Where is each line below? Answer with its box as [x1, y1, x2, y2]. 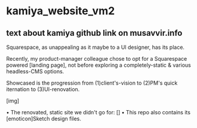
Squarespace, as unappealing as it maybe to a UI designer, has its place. [6, 43, 185, 51]
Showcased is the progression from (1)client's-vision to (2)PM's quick [6, 79, 178, 86]
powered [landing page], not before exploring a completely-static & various [6, 61, 191, 68]
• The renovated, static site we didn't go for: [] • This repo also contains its [6, 109, 191, 115]
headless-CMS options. [6, 68, 64, 75]
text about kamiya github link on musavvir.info [6, 28, 183, 38]
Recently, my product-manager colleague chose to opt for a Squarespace [6, 55, 187, 62]
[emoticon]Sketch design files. [6, 115, 82, 122]
